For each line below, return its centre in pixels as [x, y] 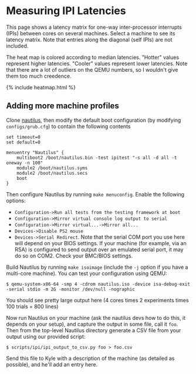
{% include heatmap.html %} [41, 87]
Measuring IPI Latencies [66, 11]
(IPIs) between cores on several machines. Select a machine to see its [91, 33]
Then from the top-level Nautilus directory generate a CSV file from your [94, 330]
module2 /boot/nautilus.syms [52, 168]
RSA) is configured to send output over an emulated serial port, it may [99, 249]
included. [17, 46]
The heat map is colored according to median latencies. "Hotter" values [93, 57]
